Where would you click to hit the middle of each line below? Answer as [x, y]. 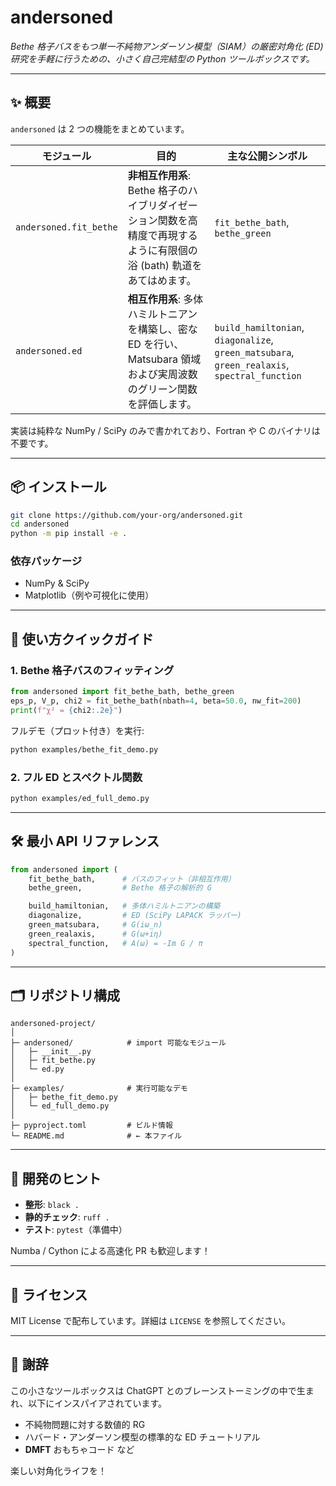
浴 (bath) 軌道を [165, 265]
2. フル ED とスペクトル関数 [76, 777]
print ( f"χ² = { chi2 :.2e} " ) [66, 710]
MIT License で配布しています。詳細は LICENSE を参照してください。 [150, 1320]
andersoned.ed [49, 350]
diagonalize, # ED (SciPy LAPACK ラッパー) [135, 916]
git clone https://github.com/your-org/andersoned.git [127, 515]
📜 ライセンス [49, 1294]
